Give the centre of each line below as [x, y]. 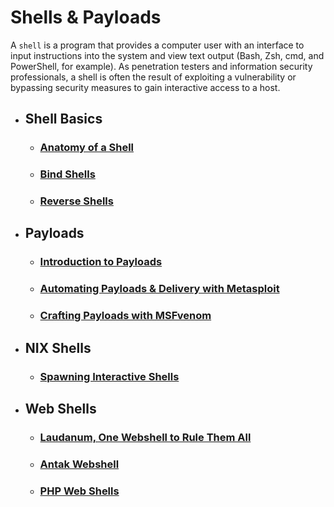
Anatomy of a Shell [87, 148]
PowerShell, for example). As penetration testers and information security [161, 66]
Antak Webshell [79, 464]
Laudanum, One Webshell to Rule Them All [145, 437]
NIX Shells [58, 347]
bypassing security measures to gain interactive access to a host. [145, 87]
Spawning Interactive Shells [109, 376]
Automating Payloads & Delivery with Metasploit [159, 289]
